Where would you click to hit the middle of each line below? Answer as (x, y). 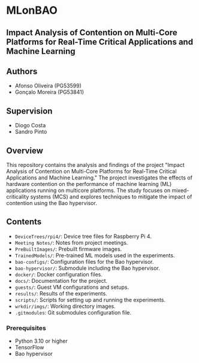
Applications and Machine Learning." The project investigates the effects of (99, 178)
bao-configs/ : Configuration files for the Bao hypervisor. (84, 261)
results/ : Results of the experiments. (61, 293)
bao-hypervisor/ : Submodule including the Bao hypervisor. (88, 268)
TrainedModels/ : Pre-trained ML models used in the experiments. (95, 255)
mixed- (180, 190)
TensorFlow (29, 347)
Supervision (29, 111)
